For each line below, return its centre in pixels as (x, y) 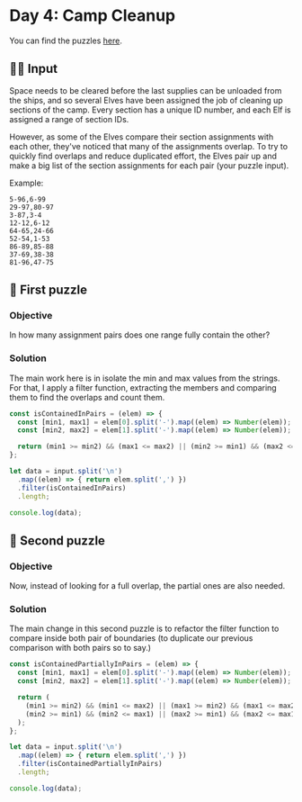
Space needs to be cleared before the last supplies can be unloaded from (146, 90)
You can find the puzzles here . (66, 41)
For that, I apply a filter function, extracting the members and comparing (143, 387)
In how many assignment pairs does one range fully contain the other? (140, 335)
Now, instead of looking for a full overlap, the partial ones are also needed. (147, 586)
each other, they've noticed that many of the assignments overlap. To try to (149, 146)
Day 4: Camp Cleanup (93, 16)
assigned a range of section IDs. (69, 119)
